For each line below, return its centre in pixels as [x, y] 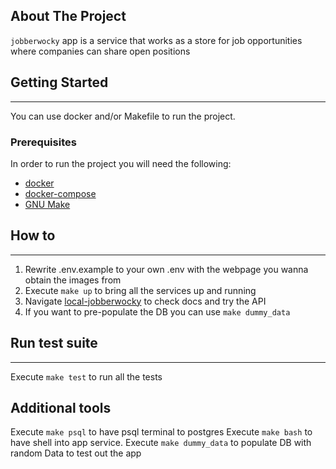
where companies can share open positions [100, 51]
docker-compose [60, 193]
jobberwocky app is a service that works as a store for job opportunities [156, 40]
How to [33, 235]
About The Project [68, 16]
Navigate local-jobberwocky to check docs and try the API [145, 301]
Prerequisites [43, 142]
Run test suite [54, 343]
